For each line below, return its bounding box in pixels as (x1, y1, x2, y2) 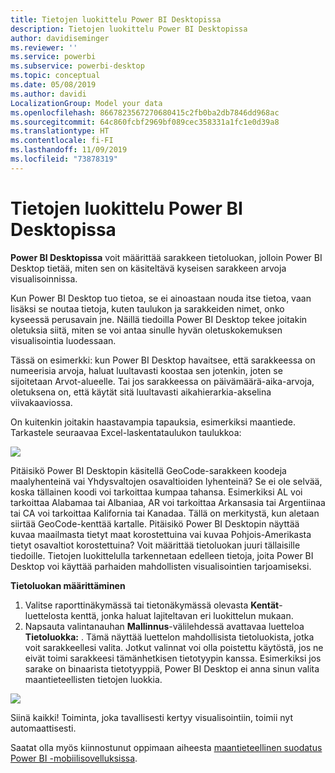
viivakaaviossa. (10, 396, 73, 408)
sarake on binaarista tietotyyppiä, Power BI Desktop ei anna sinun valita (24, 662, 320, 675)
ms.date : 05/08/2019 (10, 80, 97, 90)
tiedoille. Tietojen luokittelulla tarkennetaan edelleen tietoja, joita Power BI (10, 549, 314, 561)
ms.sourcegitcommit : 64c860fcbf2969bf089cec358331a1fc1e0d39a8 (10, 117, 280, 127)
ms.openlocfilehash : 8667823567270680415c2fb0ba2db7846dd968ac (10, 107, 280, 118)
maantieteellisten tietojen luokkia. (24, 673, 163, 685)
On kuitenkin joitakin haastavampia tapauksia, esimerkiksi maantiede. (10, 416, 296, 428)
